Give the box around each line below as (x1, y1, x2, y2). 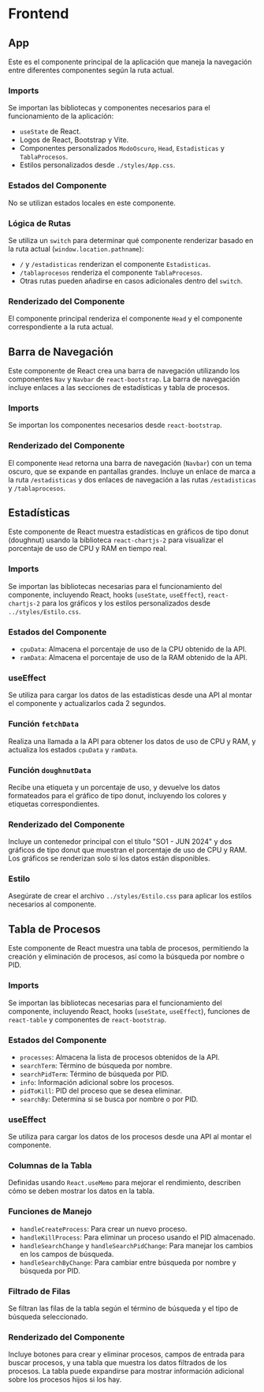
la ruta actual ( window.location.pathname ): (8, 244, 144, 253)
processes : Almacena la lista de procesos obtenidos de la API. (19, 1052, 221, 1062)
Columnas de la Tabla (8, 1160, 92, 1171)
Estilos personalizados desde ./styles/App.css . (19, 160, 176, 170)
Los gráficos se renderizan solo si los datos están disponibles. (8, 854, 210, 863)
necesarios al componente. (8, 899, 97, 909)
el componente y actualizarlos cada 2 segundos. (8, 699, 166, 708)
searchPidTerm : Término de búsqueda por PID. (19, 1069, 169, 1079)
